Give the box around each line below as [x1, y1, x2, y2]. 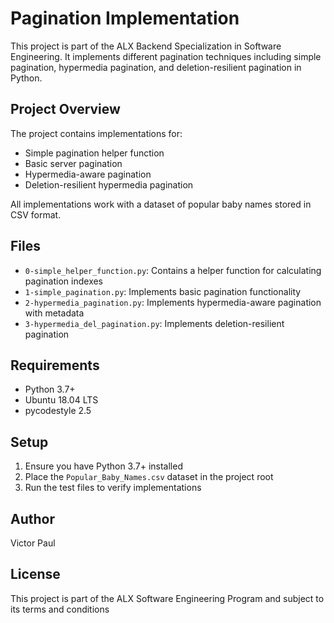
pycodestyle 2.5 [24, 405, 92, 417]
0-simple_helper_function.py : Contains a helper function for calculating [24, 264, 322, 276]
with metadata [24, 307, 85, 319]
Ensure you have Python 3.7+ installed [24, 460, 183, 472]
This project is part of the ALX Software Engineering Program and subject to [10, 592, 325, 604]
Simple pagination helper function [24, 147, 165, 159]
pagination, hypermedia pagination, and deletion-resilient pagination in [10, 61, 302, 73]
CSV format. [10, 208, 62, 221]
